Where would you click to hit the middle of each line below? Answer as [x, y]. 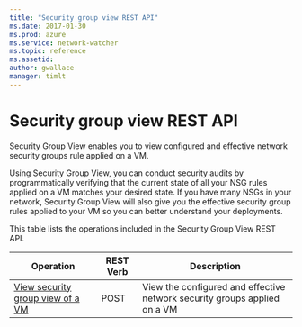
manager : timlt [38, 77]
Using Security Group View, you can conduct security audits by [127, 173]
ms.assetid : [31, 59]
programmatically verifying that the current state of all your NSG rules [138, 182]
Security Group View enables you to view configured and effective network [149, 146]
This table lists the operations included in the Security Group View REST [143, 228]
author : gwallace [42, 68]
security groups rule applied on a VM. [79, 155]
